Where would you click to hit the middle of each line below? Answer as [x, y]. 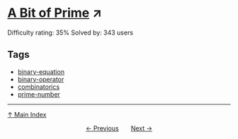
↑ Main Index [27, 114]
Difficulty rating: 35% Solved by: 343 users [70, 32]
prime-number [39, 94]
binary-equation [41, 71]
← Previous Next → [119, 128]
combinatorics [39, 87]
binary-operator [41, 79]
